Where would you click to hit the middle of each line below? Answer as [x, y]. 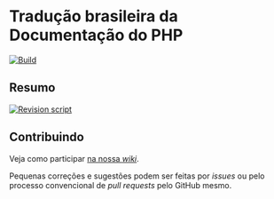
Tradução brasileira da [94, 16]
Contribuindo [47, 137]
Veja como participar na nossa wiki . [74, 158]
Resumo [32, 88]
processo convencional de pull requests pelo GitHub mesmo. [121, 185]
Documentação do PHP [96, 35]
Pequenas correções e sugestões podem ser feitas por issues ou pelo [137, 176]
